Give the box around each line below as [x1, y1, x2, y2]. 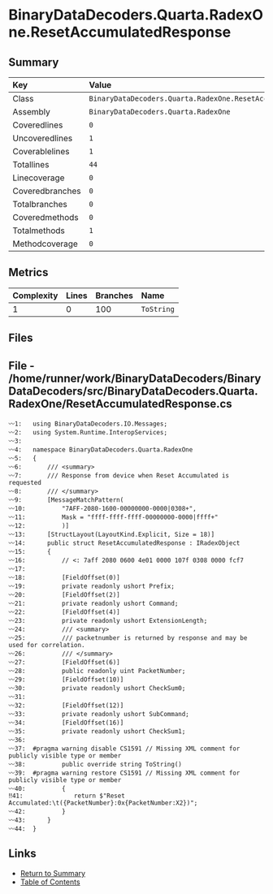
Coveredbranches [12, 185, 81, 197]
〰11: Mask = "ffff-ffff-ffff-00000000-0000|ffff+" [8, 513, 219, 521]
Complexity [12, 290, 58, 301]
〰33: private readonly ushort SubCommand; [8, 710, 189, 719]
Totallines [12, 159, 50, 170]
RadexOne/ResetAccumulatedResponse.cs [8, 396, 233, 411]
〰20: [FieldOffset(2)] [8, 591, 120, 599]
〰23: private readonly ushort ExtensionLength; [8, 617, 208, 625]
